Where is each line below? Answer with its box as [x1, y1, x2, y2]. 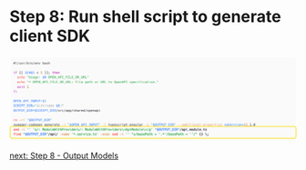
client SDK [9, 25, 91, 46]
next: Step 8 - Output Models [9, 150, 119, 161]
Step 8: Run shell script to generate [9, 6, 281, 27]
